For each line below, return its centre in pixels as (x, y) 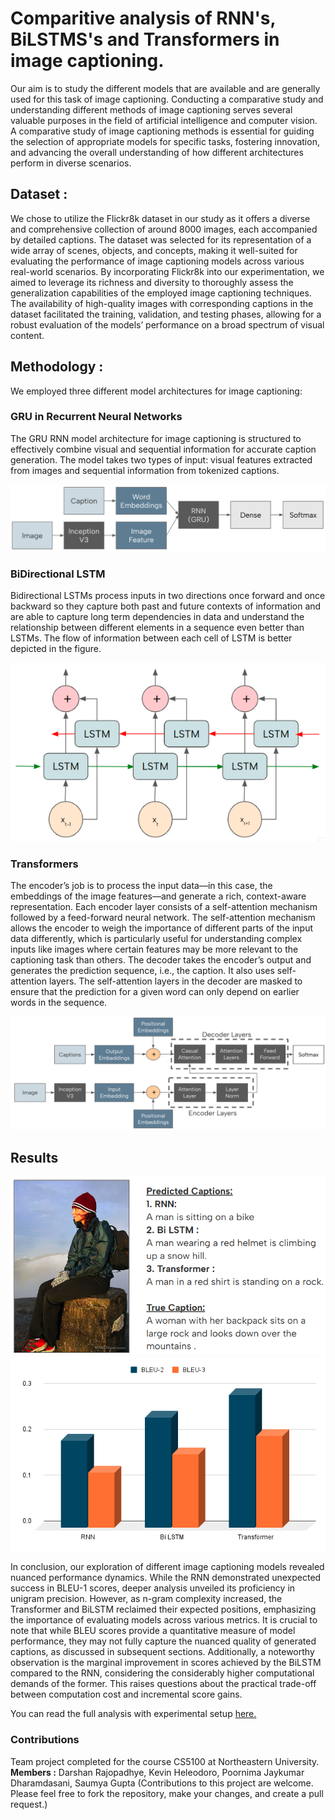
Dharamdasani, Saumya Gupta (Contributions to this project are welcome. (162, 1783)
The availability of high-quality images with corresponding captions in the (162, 303)
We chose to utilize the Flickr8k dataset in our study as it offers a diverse (160, 218)
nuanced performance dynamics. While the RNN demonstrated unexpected (166, 1578)
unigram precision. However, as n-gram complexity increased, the (146, 1599)
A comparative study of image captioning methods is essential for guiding (162, 131)
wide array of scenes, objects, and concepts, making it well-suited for (154, 250)
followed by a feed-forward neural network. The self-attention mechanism (163, 918)
